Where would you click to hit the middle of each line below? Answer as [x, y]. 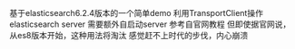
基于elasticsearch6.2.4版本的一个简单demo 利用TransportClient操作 [136, 13]
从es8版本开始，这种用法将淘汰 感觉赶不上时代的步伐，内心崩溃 [129, 35]
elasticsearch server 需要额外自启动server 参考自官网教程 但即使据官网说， [150, 24]
